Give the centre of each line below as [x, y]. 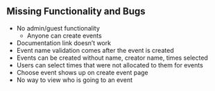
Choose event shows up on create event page [82, 72]
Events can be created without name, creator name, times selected [112, 58]
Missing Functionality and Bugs [76, 11]
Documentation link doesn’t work [64, 43]
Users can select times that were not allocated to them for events [110, 65]
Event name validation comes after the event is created [95, 50]
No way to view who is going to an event [75, 80]
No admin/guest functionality [58, 28]
